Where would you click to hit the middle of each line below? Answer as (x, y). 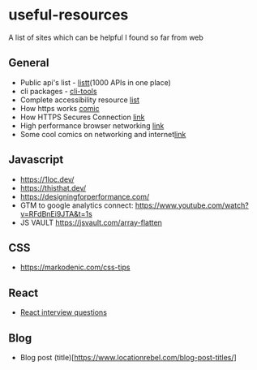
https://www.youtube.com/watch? (192, 205)
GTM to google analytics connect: (77, 205)
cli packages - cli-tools (58, 91)
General (29, 63)
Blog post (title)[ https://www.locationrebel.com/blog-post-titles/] (128, 357)
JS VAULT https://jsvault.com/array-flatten (91, 222)
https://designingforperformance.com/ (85, 196)
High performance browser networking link (92, 125)
